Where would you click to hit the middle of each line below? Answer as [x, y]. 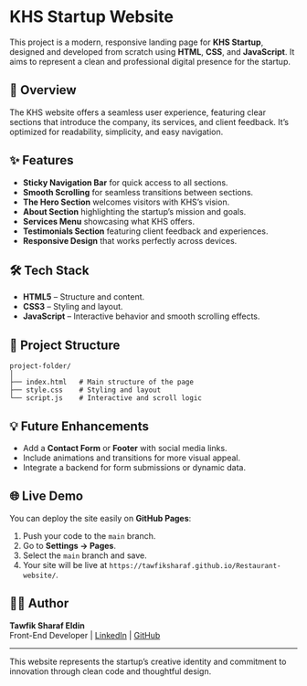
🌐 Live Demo [47, 496]
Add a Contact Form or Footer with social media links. [125, 448]
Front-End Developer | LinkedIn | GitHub [85, 635]
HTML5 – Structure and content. [84, 297]
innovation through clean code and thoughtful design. [111, 671]
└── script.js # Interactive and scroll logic [106, 398]
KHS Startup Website [91, 17]
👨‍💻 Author [39, 603]
